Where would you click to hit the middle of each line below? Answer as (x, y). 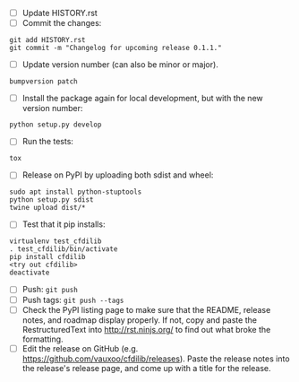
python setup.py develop (56, 125)
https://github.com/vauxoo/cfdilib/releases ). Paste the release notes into (156, 359)
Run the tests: (48, 142)
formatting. (43, 339)
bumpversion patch (43, 82)
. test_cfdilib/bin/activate (64, 249)
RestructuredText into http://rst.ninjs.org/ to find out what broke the (146, 329)
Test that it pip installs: (64, 224)
